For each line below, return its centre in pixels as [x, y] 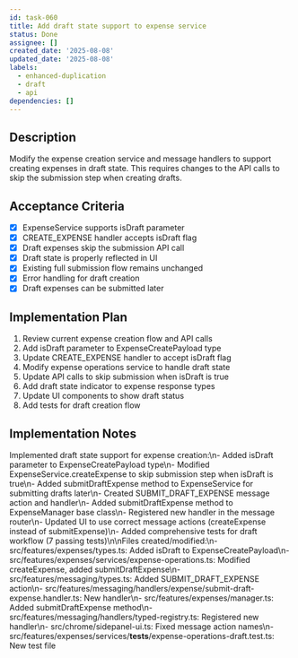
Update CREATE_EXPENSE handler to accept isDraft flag [127, 358]
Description [43, 137]
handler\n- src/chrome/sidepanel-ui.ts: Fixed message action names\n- [141, 627]
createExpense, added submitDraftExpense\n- [95, 569]
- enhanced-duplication [61, 76]
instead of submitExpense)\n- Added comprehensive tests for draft [133, 532]
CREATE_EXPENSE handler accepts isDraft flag [110, 238]
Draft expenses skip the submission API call [103, 248]
